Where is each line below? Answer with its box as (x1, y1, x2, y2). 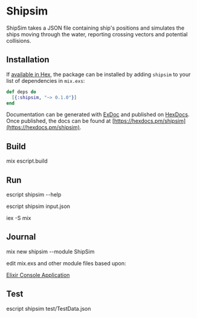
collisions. (6, 37, 31, 44)
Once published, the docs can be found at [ (6, 117, 115, 125)
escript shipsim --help (6, 191, 62, 198)
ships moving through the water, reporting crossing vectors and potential (6, 30, 188, 37)
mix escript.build (6, 157, 48, 164)
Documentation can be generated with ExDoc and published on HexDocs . (6, 111, 190, 118)
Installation (6, 54, 50, 65)
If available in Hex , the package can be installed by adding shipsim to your (6, 71, 191, 78)
